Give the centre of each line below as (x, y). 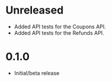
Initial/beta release (37, 73)
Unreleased (35, 10)
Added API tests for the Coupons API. (60, 27)
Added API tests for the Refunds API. (59, 32)
